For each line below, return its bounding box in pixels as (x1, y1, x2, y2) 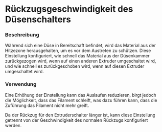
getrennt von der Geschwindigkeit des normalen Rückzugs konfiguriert (5, 117, 148, 123)
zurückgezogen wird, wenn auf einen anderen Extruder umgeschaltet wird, (5, 58, 156, 64)
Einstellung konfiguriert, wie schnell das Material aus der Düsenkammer (5, 53, 150, 59)
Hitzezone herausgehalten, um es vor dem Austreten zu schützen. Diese (5, 48, 151, 53)
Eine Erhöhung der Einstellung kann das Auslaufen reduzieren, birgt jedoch (5, 92, 157, 98)
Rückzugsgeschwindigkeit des (5, 3, 133, 15)
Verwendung (5, 81, 37, 88)
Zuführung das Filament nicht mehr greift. (5, 102, 89, 108)
